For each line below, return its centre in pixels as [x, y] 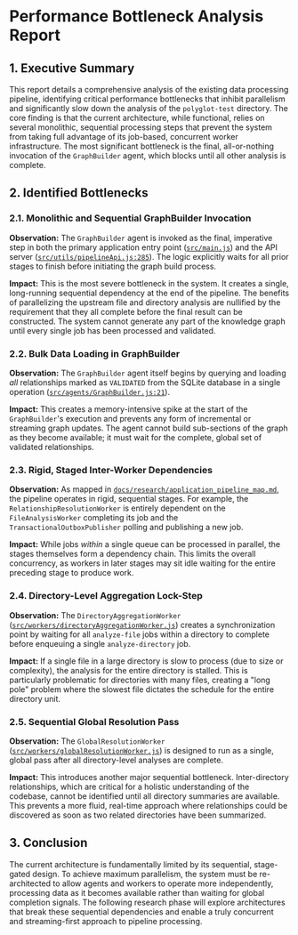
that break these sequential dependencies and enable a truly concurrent [141, 911]
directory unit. [35, 698]
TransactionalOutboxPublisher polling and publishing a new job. [126, 528]
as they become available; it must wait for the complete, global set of [136, 437]
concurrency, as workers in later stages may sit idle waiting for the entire [142, 563]
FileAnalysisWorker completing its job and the [94, 518]
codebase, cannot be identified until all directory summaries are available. [145, 796]
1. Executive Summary [72, 68]
